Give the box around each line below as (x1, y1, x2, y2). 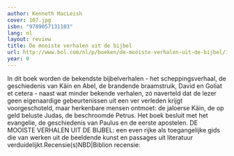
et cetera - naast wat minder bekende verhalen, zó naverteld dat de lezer (7, 89, 217, 97)
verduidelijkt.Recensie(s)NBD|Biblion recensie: (7, 140, 141, 149)
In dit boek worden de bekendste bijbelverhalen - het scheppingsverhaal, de (7, 74, 226, 83)
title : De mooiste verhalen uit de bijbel (7, 42, 132, 49)
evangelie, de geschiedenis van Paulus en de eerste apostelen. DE (7, 119, 198, 127)
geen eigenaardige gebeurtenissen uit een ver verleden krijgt (7, 96, 183, 105)
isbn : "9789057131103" (7, 23, 73, 30)
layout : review (7, 36, 52, 43)
